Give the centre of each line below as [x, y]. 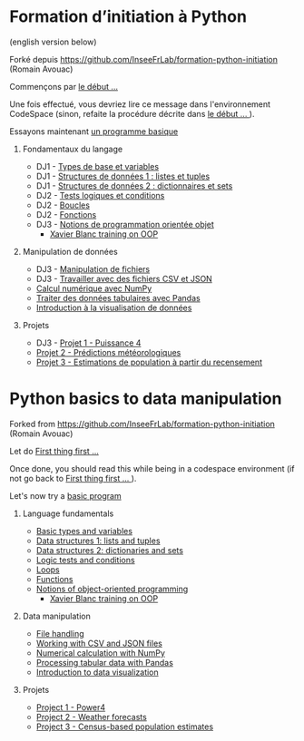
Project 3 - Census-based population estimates [125, 726]
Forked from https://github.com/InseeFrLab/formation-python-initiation [142, 424]
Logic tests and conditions [85, 560]
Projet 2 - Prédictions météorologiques [108, 352]
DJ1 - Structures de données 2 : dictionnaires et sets [134, 185]
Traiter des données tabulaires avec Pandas [118, 297]
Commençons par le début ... [64, 86]
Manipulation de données [70, 251]
